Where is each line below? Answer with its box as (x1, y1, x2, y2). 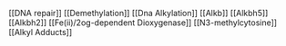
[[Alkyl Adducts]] (8, 27, 73, 37)
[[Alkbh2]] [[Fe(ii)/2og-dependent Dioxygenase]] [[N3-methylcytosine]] (8, 17, 278, 28)
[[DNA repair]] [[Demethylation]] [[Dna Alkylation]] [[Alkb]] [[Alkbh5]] (8, 8, 269, 18)
